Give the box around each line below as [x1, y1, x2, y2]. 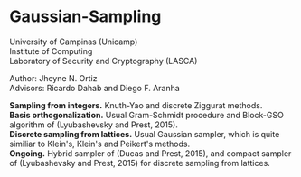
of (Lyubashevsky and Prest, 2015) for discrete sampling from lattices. [9, 157, 271, 168]
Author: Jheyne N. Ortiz [9, 72, 98, 83]
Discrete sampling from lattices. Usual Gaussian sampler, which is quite [9, 128, 280, 139]
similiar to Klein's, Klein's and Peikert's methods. [9, 138, 191, 149]
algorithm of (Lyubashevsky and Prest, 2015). [9, 119, 178, 130]
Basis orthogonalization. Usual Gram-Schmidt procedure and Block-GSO [9, 109, 285, 120]
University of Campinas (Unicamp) [9, 36, 138, 47]
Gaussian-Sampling [9, 6, 162, 27]
